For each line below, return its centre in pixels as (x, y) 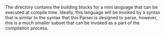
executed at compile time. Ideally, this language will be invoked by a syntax (83, 12)
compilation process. (27, 28)
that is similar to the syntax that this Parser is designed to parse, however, (81, 18)
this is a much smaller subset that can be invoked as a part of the (72, 23)
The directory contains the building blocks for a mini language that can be (81, 7)
